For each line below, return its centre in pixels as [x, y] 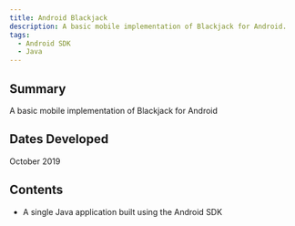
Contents [36, 190]
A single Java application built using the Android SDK [122, 211]
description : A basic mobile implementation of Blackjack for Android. [148, 26]
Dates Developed [59, 139]
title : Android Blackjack [58, 18]
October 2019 [35, 161]
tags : [20, 35]
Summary [38, 89]
